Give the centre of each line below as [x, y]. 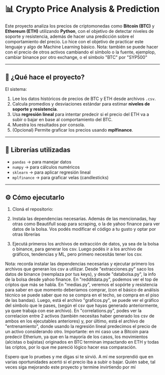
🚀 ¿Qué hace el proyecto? [45, 77]
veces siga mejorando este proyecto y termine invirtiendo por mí [70, 367]
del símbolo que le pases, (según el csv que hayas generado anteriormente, [82, 306]
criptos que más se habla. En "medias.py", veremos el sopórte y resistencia [82, 285]
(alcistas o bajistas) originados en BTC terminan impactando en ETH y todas [82, 342]
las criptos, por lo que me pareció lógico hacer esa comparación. [71, 347]
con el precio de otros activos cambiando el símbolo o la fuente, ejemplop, [81, 52]
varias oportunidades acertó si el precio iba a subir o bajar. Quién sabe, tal [80, 362]
